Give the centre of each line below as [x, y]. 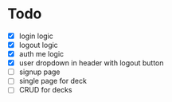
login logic [36, 36]
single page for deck [53, 81]
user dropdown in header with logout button [91, 63]
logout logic [39, 45]
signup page [39, 72]
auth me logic [41, 54]
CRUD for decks [45, 90]
